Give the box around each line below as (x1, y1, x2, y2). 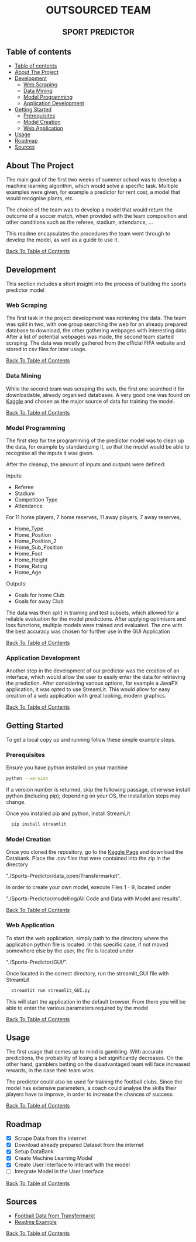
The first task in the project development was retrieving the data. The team (6, 315, 187, 322)
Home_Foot (14, 550, 43, 557)
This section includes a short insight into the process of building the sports (6, 280, 187, 288)
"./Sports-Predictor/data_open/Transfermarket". (6, 873, 121, 880)
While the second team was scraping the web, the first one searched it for (6, 385, 185, 392)
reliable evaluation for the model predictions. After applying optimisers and (6, 615, 186, 622)
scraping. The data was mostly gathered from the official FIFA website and (6, 339, 185, 346)
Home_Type (14, 525, 44, 532)
